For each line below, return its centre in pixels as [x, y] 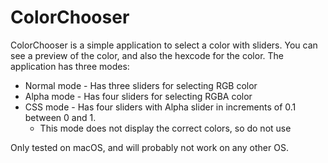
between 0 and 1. [60, 117]
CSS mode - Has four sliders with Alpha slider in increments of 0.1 [160, 107]
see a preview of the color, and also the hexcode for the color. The [147, 55]
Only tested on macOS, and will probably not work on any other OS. [149, 147]
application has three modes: [70, 66]
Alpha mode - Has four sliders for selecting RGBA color [138, 96]
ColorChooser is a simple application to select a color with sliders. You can [164, 45]
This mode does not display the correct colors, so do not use [165, 128]
